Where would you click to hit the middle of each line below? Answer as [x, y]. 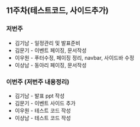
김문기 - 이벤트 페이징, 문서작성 [51, 50]
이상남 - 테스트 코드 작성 [43, 118]
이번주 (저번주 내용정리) [38, 82]
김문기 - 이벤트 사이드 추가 [45, 103]
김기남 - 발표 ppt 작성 [40, 96]
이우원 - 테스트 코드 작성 [43, 110]
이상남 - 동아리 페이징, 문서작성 [51, 65]
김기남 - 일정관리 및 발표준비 [48, 43]
